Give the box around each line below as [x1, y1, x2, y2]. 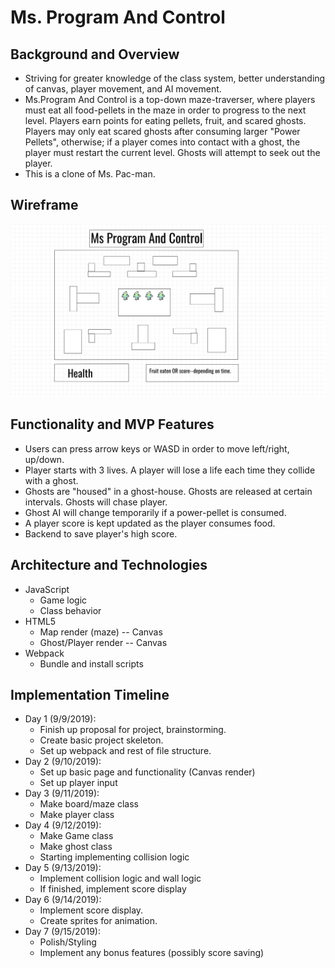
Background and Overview [10, 46, 180, 63]
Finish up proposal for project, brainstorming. [39, 724, 227, 736]
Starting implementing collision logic [39, 851, 190, 863]
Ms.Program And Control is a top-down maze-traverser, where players [24, 94, 316, 105]
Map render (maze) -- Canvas [39, 626, 163, 638]
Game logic [39, 594, 88, 606]
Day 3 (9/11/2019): [24, 787, 100, 800]
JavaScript [24, 583, 70, 595]
